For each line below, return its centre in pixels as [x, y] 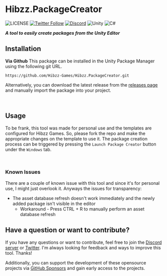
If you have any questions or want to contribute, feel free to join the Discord [83, 242]
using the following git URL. [34, 66]
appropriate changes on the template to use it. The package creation [76, 139]
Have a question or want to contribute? [67, 230]
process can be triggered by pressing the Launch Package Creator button [81, 144]
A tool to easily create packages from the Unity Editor [63, 33]
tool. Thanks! [19, 253]
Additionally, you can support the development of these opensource [76, 262]
